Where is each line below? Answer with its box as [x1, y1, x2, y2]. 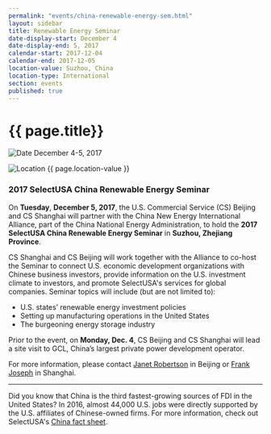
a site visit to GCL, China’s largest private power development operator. [8, 344, 244, 353]
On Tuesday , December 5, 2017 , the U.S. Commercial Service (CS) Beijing [8, 202, 256, 212]
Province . [8, 236, 42, 246]
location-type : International [8, 72, 110, 80]
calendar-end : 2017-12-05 [8, 57, 95, 65]
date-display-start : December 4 [8, 34, 117, 43]
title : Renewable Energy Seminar [8, 27, 121, 35]
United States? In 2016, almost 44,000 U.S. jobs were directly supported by [8, 399, 258, 409]
